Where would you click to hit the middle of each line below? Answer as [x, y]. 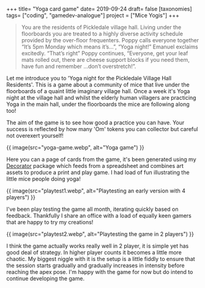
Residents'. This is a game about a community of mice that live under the [98, 85]
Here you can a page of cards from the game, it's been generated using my [102, 159]
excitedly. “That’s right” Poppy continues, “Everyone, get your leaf [105, 53]
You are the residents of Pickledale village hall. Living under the [101, 27]
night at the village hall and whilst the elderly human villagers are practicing [101, 98]
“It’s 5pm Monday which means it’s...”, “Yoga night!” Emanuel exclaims [110, 47]
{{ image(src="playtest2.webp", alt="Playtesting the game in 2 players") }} [100, 234]
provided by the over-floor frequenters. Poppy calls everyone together [110, 40]
